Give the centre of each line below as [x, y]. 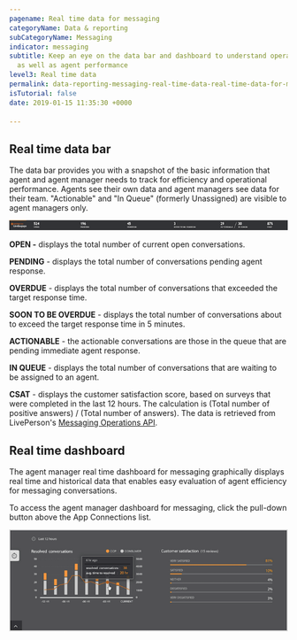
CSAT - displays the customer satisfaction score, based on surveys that [140, 395]
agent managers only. [49, 208]
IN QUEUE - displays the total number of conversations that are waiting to [143, 368]
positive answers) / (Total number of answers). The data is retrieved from [142, 413]
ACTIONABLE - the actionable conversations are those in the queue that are [148, 342]
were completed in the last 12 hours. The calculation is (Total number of [140, 404]
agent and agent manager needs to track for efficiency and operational [138, 180]
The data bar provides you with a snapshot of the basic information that [140, 170]
